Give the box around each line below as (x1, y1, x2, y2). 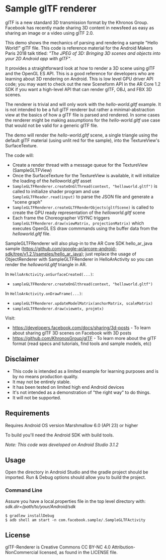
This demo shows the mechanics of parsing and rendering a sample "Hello (5, 39, 158, 45)
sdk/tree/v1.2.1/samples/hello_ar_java (5, 251, 82, 257)
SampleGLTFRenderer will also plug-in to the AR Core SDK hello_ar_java (5, 240, 153, 246)
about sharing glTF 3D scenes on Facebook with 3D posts (12, 330, 132, 336)
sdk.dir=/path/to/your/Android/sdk (5, 503, 76, 509)
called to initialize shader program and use (12, 188, 100, 194)
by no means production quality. (12, 373, 79, 379)
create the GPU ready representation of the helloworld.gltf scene (12, 210, 146, 216)
